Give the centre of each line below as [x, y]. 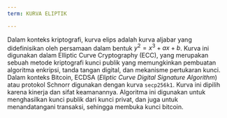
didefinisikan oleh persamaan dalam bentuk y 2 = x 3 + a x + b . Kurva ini [108, 47]
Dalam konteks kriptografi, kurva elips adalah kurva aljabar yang [100, 40]
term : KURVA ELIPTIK [37, 14]
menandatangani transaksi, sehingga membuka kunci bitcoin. [95, 107]
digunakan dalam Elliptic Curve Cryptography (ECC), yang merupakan [108, 56]
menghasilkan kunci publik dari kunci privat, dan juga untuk [93, 100]
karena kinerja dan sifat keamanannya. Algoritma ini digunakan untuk [107, 92]
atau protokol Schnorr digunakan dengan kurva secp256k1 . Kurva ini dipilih [114, 85]
